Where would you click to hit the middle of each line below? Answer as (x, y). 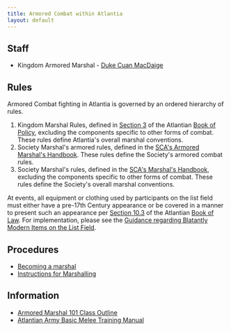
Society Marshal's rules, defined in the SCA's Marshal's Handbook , (113, 170)
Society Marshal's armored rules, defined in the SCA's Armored (108, 147)
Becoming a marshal (47, 266)
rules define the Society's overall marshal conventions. (96, 184)
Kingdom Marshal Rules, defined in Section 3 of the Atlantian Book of (117, 125)
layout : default (31, 20)
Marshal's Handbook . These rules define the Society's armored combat (120, 155)
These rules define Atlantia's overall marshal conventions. (100, 140)
